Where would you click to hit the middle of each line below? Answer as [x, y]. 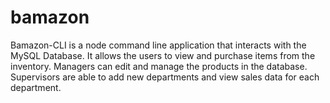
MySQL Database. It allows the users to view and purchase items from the [163, 55]
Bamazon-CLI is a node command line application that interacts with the [158, 45]
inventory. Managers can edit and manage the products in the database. [159, 66]
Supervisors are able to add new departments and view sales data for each [165, 77]
